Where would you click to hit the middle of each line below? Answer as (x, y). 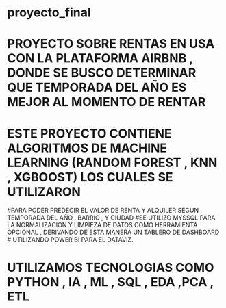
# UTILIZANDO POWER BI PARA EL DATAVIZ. (70, 240)
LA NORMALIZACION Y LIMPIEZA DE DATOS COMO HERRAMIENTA (102, 225)
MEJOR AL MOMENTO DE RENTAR (106, 102)
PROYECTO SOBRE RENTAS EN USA (111, 44)
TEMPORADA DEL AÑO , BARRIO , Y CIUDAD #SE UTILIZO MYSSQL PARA (111, 218)
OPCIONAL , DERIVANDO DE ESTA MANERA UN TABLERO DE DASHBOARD (113, 232)
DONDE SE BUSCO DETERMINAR (102, 73)
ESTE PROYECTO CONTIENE (90, 133)
